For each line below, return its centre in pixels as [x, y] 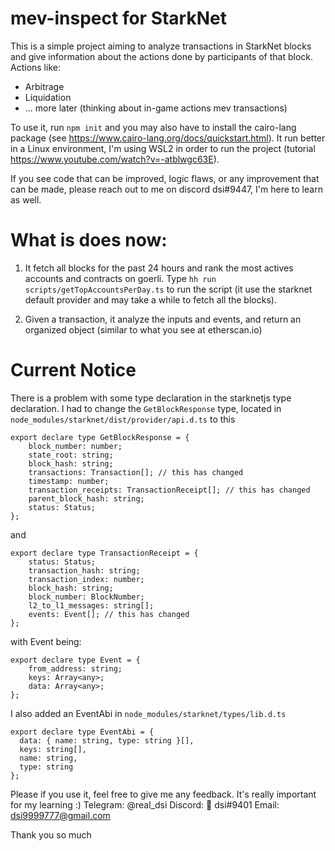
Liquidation [48, 97]
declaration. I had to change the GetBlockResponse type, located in [146, 408]
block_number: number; [75, 446]
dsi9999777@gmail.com [60, 815]
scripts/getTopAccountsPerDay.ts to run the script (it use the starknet [168, 289]
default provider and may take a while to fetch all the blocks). [150, 299]
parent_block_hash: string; [86, 498]
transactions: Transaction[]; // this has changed [136, 472]
